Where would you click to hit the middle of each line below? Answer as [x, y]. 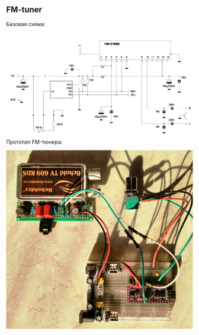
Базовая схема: [26, 24]
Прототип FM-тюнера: [35, 142]
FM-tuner [24, 10]
